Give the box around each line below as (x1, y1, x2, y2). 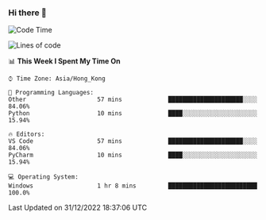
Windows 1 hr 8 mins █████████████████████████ (8, 182, 258, 190)
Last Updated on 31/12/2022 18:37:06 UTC (8, 203, 148, 213)
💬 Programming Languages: (8, 89, 94, 97)
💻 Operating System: (8, 173, 79, 181)
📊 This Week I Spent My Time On (8, 56, 121, 66)
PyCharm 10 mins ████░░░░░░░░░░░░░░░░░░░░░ (8, 151, 258, 160)
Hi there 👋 (8, 7, 48, 18)
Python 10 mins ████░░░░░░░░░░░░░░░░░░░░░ (8, 110, 258, 118)
